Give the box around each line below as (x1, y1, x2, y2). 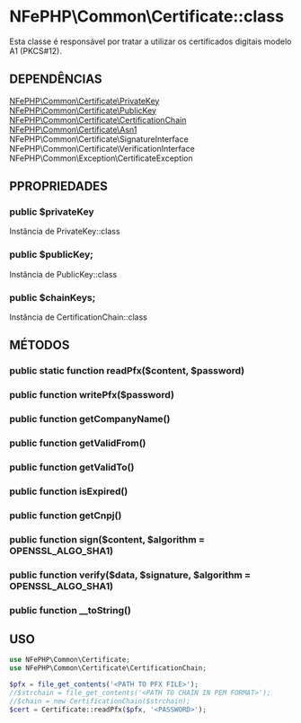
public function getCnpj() (9, 509, 122, 522)
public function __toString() (9, 604, 132, 616)
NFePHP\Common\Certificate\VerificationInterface (9, 143, 195, 154)
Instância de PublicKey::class (9, 269, 118, 279)
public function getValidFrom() (9, 437, 146, 450)
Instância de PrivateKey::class (9, 226, 120, 237)
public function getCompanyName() (9, 413, 171, 426)
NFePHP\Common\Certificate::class (9, 6, 285, 27)
